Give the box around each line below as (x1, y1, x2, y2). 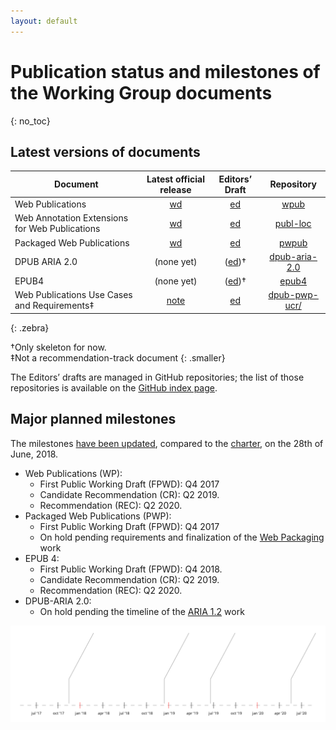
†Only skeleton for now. (10, 341, 107, 353)
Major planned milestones (10, 411, 177, 428)
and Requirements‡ (14, 300, 95, 312)
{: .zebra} (10, 321, 50, 334)
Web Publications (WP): (24, 467, 123, 479)
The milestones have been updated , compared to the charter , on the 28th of (10, 437, 324, 449)
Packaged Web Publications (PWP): (24, 510, 172, 522)
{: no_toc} (10, 115, 51, 127)
